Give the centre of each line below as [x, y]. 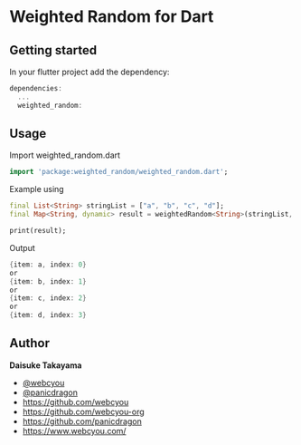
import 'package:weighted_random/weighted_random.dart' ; [119, 172]
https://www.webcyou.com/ [74, 430]
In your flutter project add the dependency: [89, 72]
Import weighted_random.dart [65, 155]
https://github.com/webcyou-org [83, 411]
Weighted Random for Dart [112, 17]
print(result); [38, 231]
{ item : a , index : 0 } [48, 265]
